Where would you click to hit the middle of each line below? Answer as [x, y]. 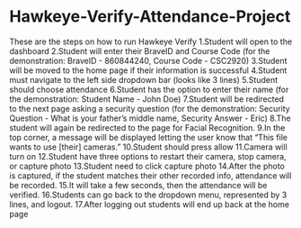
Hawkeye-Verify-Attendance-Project [150, 17]
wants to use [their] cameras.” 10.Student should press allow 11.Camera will [148, 147]
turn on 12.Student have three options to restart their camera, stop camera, [148, 156]
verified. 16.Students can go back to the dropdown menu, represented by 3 [148, 195]
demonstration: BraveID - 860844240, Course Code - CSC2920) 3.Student [148, 60]
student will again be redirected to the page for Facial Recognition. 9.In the [147, 127]
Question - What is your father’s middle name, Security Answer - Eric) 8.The [150, 118]
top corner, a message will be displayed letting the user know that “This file [149, 137]
